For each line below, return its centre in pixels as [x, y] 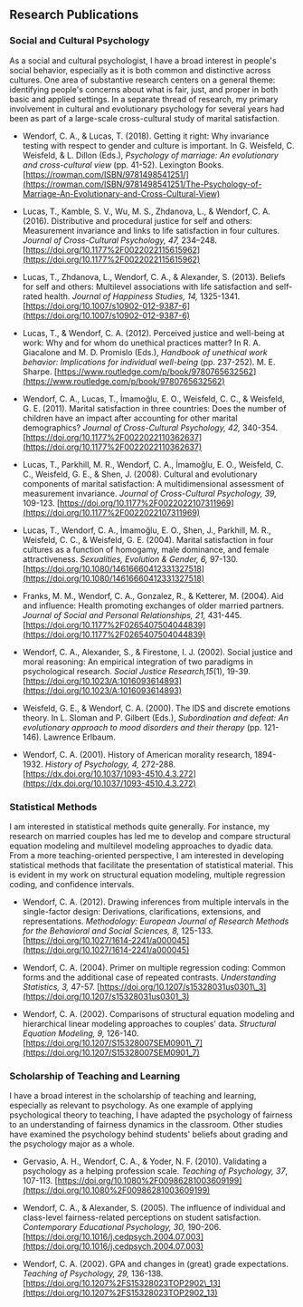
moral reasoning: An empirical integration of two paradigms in [137, 662]
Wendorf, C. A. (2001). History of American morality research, [137, 754]
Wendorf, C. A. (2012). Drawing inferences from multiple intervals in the [156, 902]
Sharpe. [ [40, 372]
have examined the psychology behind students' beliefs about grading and [149, 1134]
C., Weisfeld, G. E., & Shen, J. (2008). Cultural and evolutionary [140, 474]
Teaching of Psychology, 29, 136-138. [93, 1273]
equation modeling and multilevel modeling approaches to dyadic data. [142, 846]
